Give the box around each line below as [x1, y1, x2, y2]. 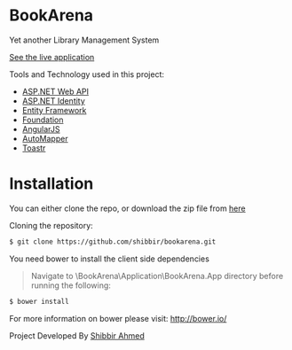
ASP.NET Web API [21, 86, 89, 97]
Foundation [21, 114, 64, 125]
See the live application [9, 51, 95, 62]
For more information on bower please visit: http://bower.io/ [9, 313, 227, 323]
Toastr [21, 143, 46, 153]
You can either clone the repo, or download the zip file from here [9, 203, 246, 214]
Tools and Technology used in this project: [9, 68, 165, 80]
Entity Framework [21, 105, 87, 115]
